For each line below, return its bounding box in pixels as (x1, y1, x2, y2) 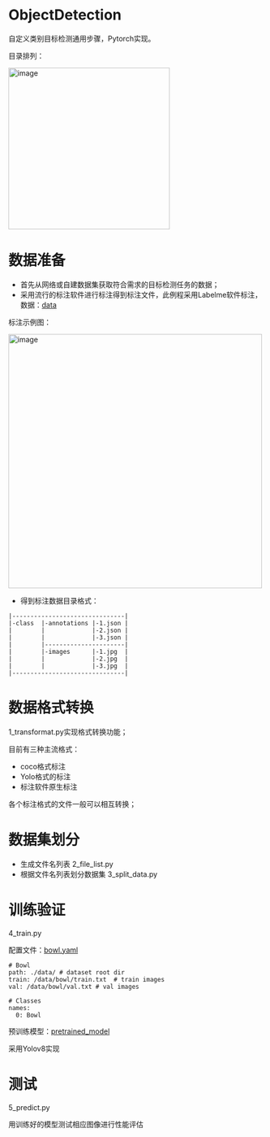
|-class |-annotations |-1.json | (8, 619, 129, 627)
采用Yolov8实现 (8, 1043, 60, 1053)
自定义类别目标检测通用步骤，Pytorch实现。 (8, 33, 156, 43)
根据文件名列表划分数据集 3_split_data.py (19, 869, 158, 879)
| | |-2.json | (8, 626, 129, 634)
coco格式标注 (19, 761, 66, 771)
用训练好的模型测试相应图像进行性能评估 (8, 1119, 144, 1129)
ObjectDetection (8, 6, 122, 24)
